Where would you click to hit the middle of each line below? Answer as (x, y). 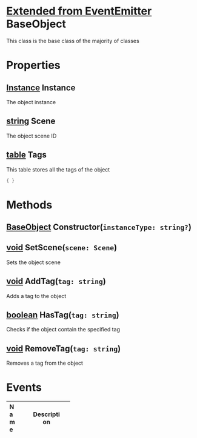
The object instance (31, 102)
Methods (29, 205)
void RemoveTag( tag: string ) (64, 349)
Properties (33, 65)
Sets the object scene (33, 262)
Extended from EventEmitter (79, 11)
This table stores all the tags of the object (58, 169)
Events (24, 387)
